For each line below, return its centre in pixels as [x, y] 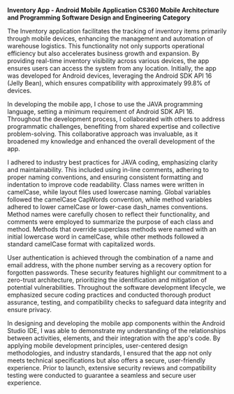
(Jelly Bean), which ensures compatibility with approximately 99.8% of [109, 83]
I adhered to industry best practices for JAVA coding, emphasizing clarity [112, 162]
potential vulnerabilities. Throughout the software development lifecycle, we [116, 287]
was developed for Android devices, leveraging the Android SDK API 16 [110, 76]
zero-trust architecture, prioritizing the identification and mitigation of [107, 280]
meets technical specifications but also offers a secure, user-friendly [107, 360]
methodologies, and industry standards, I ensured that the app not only [109, 353]
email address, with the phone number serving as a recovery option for [109, 265]
